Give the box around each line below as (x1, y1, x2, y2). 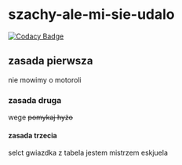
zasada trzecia (8, 130, 57, 140)
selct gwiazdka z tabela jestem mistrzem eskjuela (8, 148, 169, 158)
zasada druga (8, 94, 62, 105)
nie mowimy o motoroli (8, 75, 82, 84)
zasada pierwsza (8, 54, 93, 68)
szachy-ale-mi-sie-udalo (8, 5, 175, 24)
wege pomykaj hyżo (8, 112, 73, 123)
